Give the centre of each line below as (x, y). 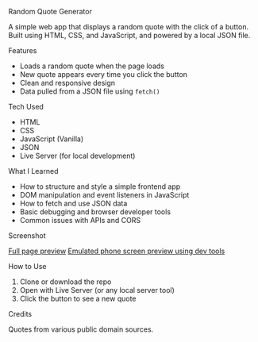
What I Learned (33, 171)
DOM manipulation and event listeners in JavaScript (104, 195)
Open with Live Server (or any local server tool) (97, 290)
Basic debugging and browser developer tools (95, 212)
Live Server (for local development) (77, 156)
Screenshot (27, 236)
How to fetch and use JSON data (73, 203)
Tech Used (26, 107)
